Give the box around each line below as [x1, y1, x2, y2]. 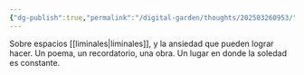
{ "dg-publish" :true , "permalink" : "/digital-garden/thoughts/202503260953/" [9, 13, 298, 23]
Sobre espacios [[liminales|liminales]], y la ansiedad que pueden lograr [9, 38, 274, 49]
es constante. [9, 57, 61, 68]
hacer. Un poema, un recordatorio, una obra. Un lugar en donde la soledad [9, 47, 288, 59]
